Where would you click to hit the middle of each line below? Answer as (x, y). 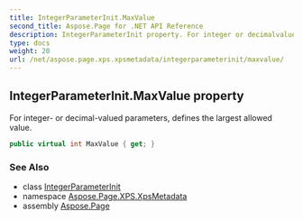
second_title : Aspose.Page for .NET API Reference (106, 26)
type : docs (30, 43)
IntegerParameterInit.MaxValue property (127, 96)
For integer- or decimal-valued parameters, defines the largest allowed (141, 117)
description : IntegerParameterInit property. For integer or (127, 34)
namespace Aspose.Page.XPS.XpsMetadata (105, 196)
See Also (29, 167)
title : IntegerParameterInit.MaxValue (82, 18)
